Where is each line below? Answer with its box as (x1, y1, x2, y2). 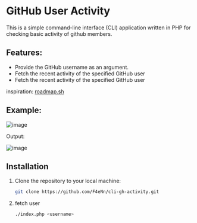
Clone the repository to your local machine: (14, 178, 121, 185)
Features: (6, 48, 43, 58)
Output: (6, 133, 25, 140)
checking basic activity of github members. (6, 30, 112, 37)
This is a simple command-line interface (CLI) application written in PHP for (6, 24, 191, 31)
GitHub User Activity (6, 4, 111, 18)
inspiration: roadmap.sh (6, 88, 64, 95)
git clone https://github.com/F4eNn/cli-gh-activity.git (14, 189, 160, 195)
